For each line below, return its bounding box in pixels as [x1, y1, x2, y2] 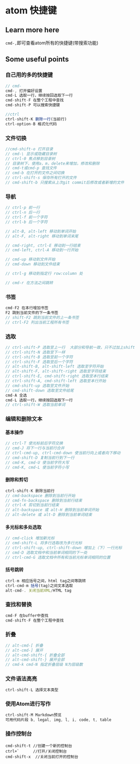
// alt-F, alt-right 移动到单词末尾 [5, 234, 79, 239]
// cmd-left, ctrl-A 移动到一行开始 [5, 247, 79, 253]
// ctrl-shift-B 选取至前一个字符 [5, 354, 73, 360]
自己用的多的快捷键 [5, 72, 53, 79]
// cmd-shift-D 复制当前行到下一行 [5, 455, 75, 460]
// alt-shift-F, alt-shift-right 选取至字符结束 [5, 369, 107, 374]
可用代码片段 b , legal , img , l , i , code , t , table [5, 717, 112, 722]
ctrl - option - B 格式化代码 [5, 121, 57, 127]
